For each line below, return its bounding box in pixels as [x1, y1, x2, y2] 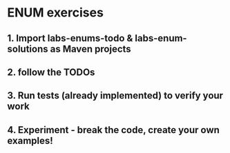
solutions [7, 43, 48, 54]
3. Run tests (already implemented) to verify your [7, 90, 223, 101]
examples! [7, 134, 53, 146]
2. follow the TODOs [7, 66, 95, 78]
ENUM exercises [7, 5, 104, 21]
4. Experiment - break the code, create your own [7, 124, 220, 136]
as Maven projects [50, 43, 131, 54]
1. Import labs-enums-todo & [7, 32, 133, 44]
